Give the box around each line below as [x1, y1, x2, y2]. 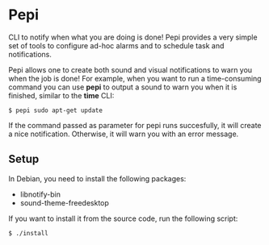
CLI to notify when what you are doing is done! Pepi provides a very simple [8, 32, 258, 42]
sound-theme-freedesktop [19, 197, 109, 207]
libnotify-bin [19, 189, 61, 199]
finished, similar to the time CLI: [8, 90, 115, 100]
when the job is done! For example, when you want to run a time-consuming [8, 73, 262, 83]
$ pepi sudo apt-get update [8, 106, 103, 114]
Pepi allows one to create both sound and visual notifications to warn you [8, 64, 253, 74]
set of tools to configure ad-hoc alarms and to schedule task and [8, 40, 225, 50]
